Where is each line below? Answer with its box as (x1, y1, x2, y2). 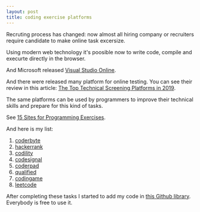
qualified (14, 168, 37, 176)
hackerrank (14, 143, 44, 150)
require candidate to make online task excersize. (6, 37, 125, 44)
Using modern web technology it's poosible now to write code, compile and (6, 48, 192, 55)
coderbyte (14, 136, 41, 144)
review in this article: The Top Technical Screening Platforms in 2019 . (6, 84, 176, 91)
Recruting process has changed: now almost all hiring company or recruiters (6, 30, 194, 38)
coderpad (14, 162, 39, 169)
